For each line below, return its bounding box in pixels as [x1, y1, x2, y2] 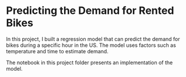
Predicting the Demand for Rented [6, 4, 174, 17]
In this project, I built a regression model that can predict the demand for [6, 35, 180, 42]
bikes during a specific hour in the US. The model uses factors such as [6, 42, 176, 49]
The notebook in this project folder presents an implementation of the [6, 59, 173, 66]
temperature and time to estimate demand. [6, 47, 109, 54]
